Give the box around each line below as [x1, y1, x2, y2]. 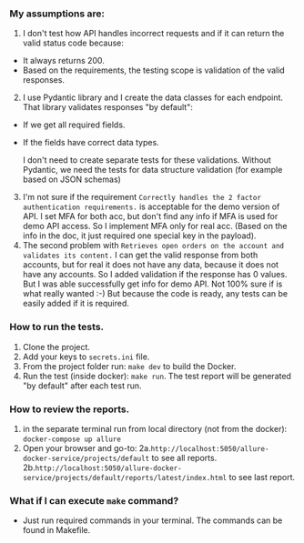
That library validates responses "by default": [22, 102, 193, 113]
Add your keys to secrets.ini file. [22, 351, 150, 362]
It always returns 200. [22, 55, 105, 66]
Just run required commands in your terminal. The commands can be [22, 515, 283, 526]
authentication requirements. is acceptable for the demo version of [22, 201, 280, 212]
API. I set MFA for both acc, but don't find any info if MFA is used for [22, 211, 279, 222]
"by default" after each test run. [22, 380, 143, 391]
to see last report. [228, 471, 296, 482]
